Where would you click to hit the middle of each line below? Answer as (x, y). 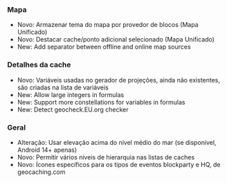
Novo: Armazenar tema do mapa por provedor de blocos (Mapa (108, 25)
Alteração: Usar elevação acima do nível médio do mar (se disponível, (117, 142)
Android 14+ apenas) (47, 150)
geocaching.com (41, 172)
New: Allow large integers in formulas (71, 94)
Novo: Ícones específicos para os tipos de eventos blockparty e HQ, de (119, 164)
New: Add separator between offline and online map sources (104, 47)
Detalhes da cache (39, 65)
